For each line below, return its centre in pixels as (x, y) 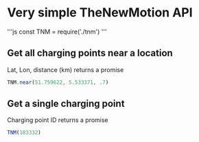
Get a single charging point (66, 104)
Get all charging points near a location (90, 53)
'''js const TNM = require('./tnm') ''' (57, 32)
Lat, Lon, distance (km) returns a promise (66, 69)
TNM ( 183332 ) (24, 133)
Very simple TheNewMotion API (100, 13)
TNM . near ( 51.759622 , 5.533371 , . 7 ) (58, 82)
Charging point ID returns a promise (58, 120)
